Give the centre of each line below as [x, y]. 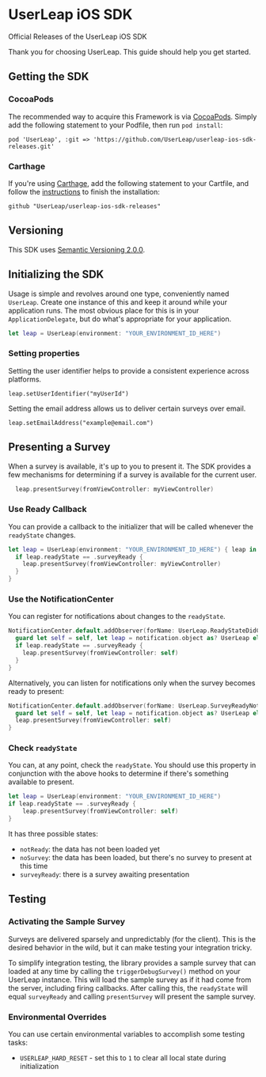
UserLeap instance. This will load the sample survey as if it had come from [130, 980]
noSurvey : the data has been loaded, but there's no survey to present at [135, 857]
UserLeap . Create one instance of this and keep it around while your [118, 301]
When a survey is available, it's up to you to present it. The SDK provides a [130, 466]
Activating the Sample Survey [66, 922]
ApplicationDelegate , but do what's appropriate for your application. [120, 319]
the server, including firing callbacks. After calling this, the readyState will [128, 988]
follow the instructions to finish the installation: [84, 192]
